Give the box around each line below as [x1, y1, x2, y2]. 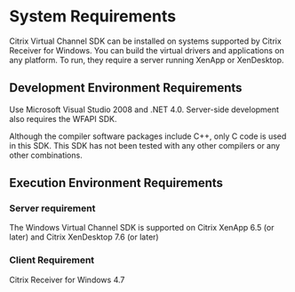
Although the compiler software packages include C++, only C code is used [9, 131, 287, 142]
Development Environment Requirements [9, 80, 243, 95]
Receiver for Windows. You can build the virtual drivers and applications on [9, 45, 284, 55]
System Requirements [9, 6, 176, 27]
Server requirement [9, 202, 96, 215]
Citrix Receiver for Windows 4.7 [9, 274, 125, 285]
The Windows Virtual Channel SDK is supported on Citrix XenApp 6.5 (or [9, 223, 275, 233]
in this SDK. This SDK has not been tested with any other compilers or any [9, 140, 281, 150]
